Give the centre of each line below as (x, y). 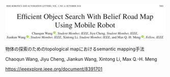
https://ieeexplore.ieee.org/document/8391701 (54, 69)
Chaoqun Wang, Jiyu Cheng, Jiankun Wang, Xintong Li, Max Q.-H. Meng (81, 59)
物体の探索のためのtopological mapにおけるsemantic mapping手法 (75, 49)
